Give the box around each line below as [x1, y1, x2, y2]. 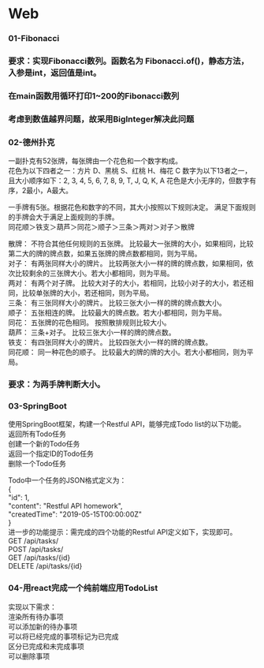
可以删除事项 [8, 651, 50, 661]
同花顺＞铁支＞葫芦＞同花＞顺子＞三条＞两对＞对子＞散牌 [8, 222, 195, 232]
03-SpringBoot [8, 401, 67, 412]
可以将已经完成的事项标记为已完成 [8, 632, 119, 641]
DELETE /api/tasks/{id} [8, 562, 83, 571]
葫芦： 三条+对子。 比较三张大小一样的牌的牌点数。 [8, 328, 176, 338]
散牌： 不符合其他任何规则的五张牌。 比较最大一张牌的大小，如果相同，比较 [8, 239, 254, 248]
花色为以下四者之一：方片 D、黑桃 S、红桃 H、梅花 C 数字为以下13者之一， [8, 166, 252, 176]
